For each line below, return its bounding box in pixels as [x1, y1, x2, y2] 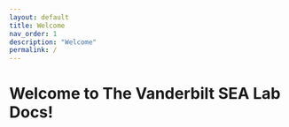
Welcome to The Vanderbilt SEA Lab [9, 84, 281, 104]
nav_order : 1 [9, 29, 58, 38]
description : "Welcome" [9, 37, 98, 47]
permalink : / [9, 46, 58, 55]
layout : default [9, 12, 69, 22]
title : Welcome [9, 21, 66, 30]
